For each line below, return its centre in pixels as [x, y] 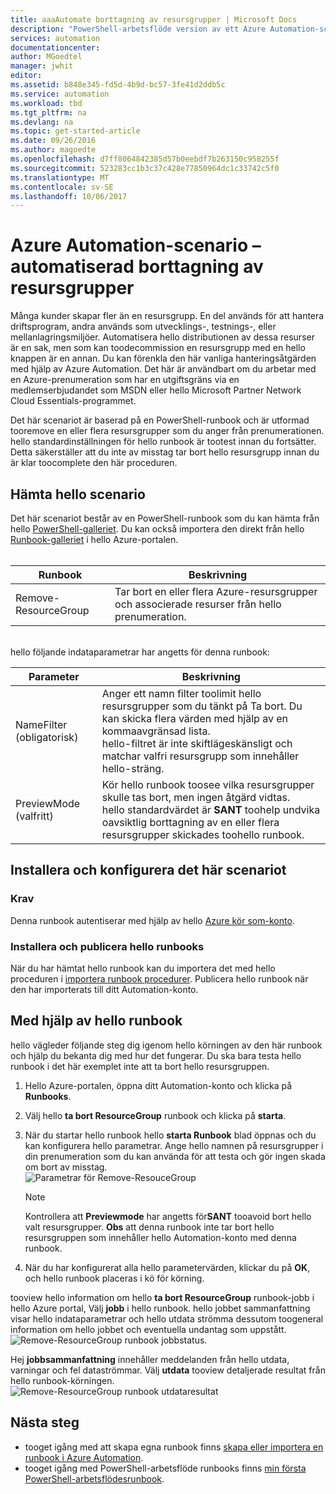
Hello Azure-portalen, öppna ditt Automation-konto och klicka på [158, 1085]
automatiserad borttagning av [137, 267]
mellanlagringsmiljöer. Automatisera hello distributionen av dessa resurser [162, 337]
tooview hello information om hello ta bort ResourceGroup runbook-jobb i [162, 1297]
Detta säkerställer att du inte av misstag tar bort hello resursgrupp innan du [165, 452]
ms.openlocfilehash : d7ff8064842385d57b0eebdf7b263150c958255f [145, 159]
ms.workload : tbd [46, 103]
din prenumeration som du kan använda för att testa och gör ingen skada [175, 1156]
